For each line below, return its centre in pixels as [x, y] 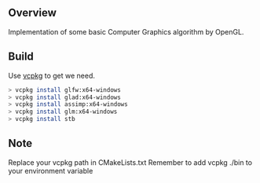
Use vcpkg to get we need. [52, 75]
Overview [33, 13]
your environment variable [51, 170]
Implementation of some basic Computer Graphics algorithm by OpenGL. [126, 31]
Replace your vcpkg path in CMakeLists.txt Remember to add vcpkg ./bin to [130, 162]
